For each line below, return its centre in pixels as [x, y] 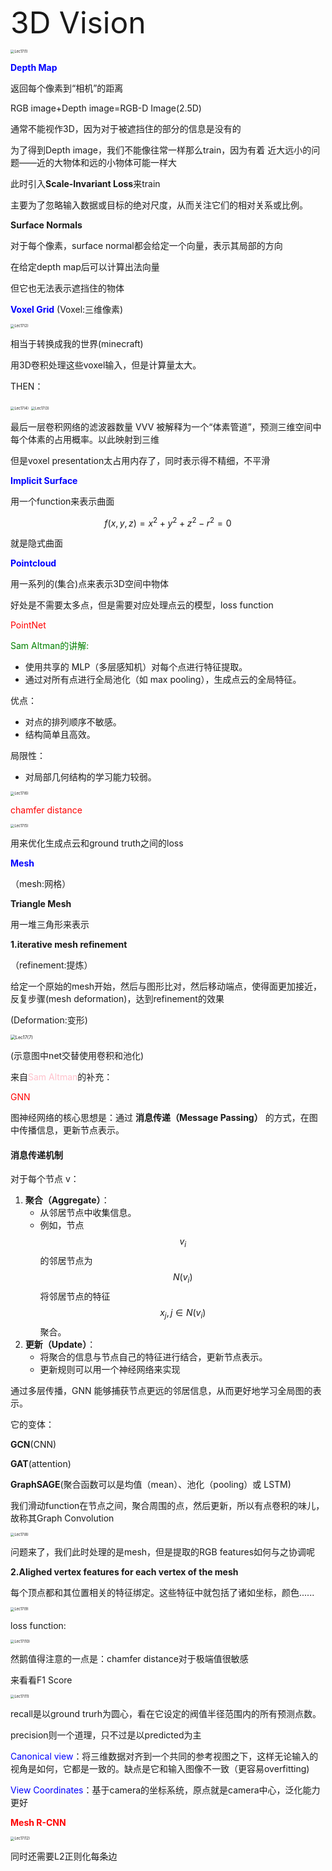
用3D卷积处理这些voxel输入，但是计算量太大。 [106, 365]
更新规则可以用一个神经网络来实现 [110, 1369]
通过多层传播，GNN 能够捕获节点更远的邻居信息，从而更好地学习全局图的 [161, 1390]
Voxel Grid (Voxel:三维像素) [67, 310]
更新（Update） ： [60, 1344]
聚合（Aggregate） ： [67, 1200]
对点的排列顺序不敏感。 [73, 722]
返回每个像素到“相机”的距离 [67, 88]
